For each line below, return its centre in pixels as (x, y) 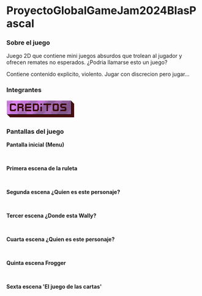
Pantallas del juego (35, 131)
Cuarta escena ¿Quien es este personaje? (61, 239)
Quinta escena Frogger (36, 263)
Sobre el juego (28, 43)
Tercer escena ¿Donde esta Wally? (51, 216)
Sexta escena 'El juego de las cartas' (54, 287)
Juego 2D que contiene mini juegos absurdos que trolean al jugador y (94, 56)
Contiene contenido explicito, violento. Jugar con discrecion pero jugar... (98, 74)
